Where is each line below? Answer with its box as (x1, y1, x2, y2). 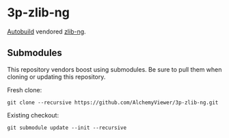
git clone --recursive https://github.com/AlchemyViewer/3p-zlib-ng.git (7, 99, 219, 106)
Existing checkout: (7, 111, 59, 119)
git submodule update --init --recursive (7, 124, 127, 131)
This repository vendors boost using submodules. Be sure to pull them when (7, 65, 222, 73)
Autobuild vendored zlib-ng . (7, 27, 87, 36)
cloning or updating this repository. (7, 72, 106, 81)
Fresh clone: (7, 85, 42, 94)
